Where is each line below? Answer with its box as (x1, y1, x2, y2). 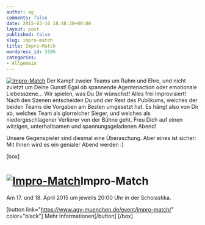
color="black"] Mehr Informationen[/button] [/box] (6, 212, 133, 220)
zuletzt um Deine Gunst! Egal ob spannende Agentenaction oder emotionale (6, 83, 197, 90)
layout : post (6, 26, 40, 32)
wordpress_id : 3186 (6, 49, 56, 55)
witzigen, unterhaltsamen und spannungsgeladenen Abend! (6, 122, 157, 130)
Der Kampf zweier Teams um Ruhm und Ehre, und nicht (46, 77, 186, 84)
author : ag (6, 9, 34, 15)
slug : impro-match (6, 37, 53, 43)
